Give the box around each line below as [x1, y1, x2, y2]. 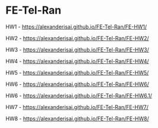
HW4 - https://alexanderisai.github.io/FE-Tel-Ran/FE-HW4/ [5, 57, 149, 65]
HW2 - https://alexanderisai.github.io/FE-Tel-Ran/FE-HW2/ [5, 34, 149, 41]
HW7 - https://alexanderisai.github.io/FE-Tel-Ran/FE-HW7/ [5, 103, 149, 110]
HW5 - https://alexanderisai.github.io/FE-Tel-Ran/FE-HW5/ [5, 69, 149, 76]
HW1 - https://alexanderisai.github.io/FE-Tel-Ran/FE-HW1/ [5, 23, 147, 30]
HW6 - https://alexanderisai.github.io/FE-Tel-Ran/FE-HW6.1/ [5, 92, 152, 99]
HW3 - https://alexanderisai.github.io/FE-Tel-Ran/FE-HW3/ [5, 46, 149, 53]
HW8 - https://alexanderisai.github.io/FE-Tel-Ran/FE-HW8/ [5, 115, 149, 122]
